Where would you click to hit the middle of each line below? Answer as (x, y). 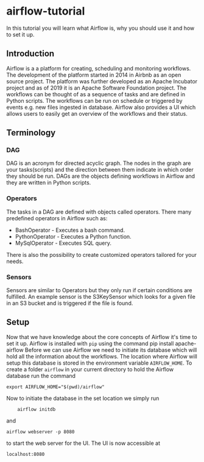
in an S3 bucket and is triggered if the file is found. (70, 303)
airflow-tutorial (46, 11)
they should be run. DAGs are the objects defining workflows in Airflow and (101, 176)
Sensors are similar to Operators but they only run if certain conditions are (100, 290)
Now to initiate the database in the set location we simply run (83, 398)
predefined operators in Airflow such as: (57, 218)
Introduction (30, 54)
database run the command (41, 376)
